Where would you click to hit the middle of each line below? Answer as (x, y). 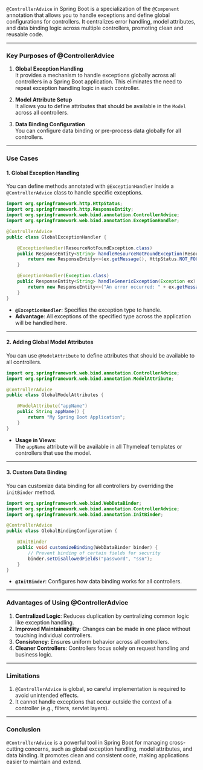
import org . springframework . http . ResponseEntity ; (70, 210)
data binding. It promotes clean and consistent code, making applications (98, 756)
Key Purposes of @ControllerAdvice (60, 56)
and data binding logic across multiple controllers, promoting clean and (95, 28)
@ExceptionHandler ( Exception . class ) (63, 276)
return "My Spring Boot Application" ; (77, 417)
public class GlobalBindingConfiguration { (62, 531)
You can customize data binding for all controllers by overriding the (90, 486)
